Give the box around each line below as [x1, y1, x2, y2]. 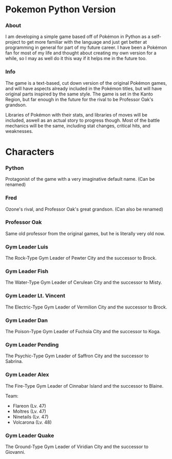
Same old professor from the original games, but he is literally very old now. [5, 230, 165, 237]
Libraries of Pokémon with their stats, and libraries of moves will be [5, 111, 148, 118]
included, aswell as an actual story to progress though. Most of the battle [5, 117, 160, 123]
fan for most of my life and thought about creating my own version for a [5, 50, 157, 56]
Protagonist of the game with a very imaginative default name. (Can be [5, 176, 155, 182]
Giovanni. [5, 449, 26, 455]
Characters [5, 146, 54, 158]
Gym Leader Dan [5, 317, 48, 324]
